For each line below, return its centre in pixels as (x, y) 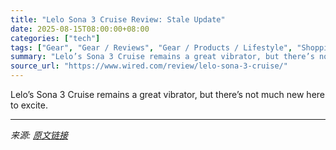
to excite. (29, 105)
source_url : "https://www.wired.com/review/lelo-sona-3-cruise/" (149, 66)
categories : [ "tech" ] (55, 38)
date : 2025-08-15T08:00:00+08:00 (80, 29)
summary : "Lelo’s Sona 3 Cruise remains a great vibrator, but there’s (162, 57)
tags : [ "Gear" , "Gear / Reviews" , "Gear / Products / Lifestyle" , (151, 47)
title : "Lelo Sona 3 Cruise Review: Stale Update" (118, 19)
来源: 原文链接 (39, 135)
